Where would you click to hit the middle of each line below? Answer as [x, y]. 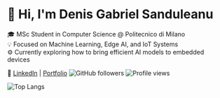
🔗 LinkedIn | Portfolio [37, 73]
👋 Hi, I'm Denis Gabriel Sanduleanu [110, 14]
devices [19, 59]
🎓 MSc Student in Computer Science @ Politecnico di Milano [96, 34]
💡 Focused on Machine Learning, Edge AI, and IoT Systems [93, 44]
